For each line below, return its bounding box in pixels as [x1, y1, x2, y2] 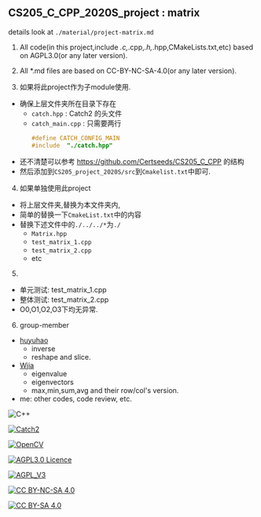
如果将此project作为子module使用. [19, 82, 131, 91]
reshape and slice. [31, 352, 92, 361]
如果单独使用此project [19, 183, 91, 192]
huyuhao [19, 335, 49, 345]
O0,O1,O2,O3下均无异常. [19, 304, 98, 313]
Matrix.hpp [31, 229, 68, 238]
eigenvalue [31, 368, 68, 378]
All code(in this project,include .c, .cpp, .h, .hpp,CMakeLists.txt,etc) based [19, 42, 254, 52]
